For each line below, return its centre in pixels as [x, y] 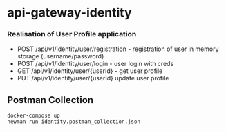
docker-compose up [34, 116]
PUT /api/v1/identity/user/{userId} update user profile [93, 78]
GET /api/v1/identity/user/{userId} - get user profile [90, 71]
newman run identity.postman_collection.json [74, 122]
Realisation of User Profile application [72, 34]
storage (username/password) [60, 56]
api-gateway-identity [70, 13]
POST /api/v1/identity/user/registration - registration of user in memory [118, 49]
